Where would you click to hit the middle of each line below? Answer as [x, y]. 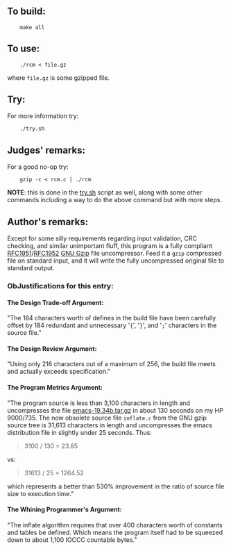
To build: [27, 11]
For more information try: [43, 116]
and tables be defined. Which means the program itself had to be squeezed [115, 532]
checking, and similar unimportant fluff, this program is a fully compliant [110, 246]
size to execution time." [41, 493]
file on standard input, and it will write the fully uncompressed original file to [115, 261]
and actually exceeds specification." [59, 372]
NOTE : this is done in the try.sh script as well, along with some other [105, 192]
